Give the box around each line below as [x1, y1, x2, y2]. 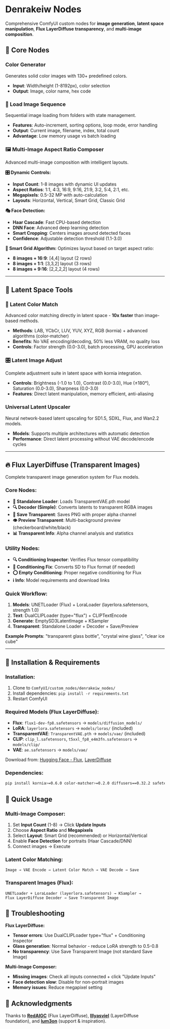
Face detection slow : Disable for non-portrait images [12, 979, 124, 985]
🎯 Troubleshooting [5, 909, 65, 918]
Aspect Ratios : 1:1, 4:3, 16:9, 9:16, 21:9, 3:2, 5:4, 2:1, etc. [12, 186, 130, 193]
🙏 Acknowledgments [5, 999, 72, 1008]
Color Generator [5, 61, 46, 68]
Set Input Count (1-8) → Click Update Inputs [12, 822, 106, 828]
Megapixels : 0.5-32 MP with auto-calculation [12, 192, 108, 198]
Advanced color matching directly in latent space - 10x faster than [5, 312, 144, 318]
